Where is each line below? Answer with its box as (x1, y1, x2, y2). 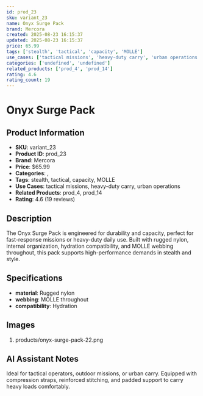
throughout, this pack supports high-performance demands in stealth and (6, 248, 191, 256)
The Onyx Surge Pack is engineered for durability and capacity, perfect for (6, 229, 194, 237)
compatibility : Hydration (15, 302, 77, 309)
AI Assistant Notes (6, 353, 79, 364)
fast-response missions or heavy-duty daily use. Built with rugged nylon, (6, 236, 189, 243)
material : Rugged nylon (15, 289, 75, 297)
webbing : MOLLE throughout (15, 295, 89, 303)
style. (6, 255, 20, 262)
